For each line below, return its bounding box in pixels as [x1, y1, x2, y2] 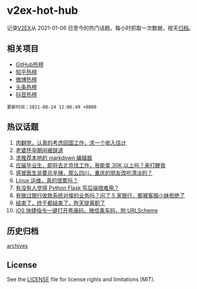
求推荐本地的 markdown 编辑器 [15, 154, 92, 161]
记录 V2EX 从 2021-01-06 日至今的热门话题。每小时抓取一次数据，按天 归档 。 [7, 24, 195, 31]
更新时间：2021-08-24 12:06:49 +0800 [7, 104, 97, 110]
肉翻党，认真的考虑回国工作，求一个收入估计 [15, 139, 127, 146]
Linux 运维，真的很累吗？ [15, 176, 79, 184]
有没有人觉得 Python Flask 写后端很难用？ [15, 184, 120, 191]
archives [7, 242, 28, 250]
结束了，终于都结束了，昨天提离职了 [15, 199, 106, 207]
